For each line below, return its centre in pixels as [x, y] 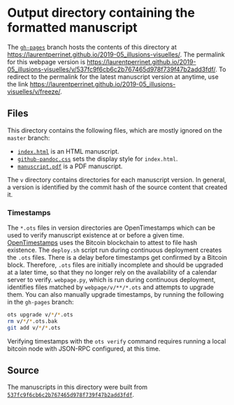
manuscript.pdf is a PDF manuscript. [70, 166]
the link [18, 84]
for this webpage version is [46, 61]
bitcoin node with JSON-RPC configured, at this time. [84, 348]
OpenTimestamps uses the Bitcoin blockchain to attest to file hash [102, 243]
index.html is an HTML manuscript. [68, 151]
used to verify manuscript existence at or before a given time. [96, 235]
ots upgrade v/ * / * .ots [40, 315]
